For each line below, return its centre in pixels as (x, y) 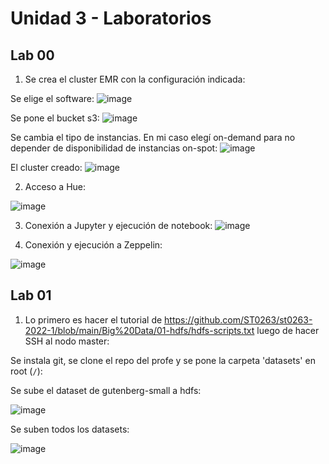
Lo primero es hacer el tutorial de (93, 319)
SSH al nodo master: (67, 341)
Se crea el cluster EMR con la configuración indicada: (135, 79)
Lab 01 (31, 295)
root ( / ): (26, 371)
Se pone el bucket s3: (55, 118)
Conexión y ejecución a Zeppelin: (93, 245)
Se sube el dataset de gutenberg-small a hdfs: (106, 390)
